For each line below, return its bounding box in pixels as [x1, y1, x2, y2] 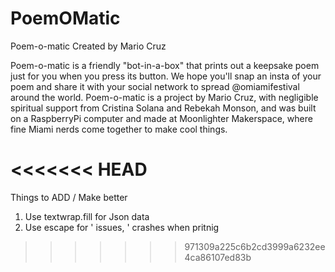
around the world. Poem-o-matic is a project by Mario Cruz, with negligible [10, 91, 319, 103]
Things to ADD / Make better [10, 191, 128, 203]
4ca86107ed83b [184, 251, 252, 263]
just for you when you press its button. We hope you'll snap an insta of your [10, 70, 322, 82]
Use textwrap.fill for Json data [24, 210, 150, 222]
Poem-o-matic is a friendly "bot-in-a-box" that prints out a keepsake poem [10, 59, 320, 71]
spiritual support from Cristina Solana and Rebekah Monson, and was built [10, 102, 317, 114]
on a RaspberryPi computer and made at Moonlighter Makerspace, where [10, 112, 313, 124]
